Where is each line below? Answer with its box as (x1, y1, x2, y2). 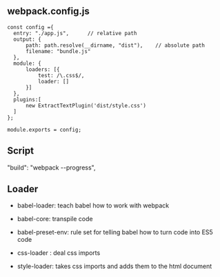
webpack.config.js (7, 6, 90, 17)
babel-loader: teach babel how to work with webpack (17, 201, 170, 209)
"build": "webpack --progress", (7, 163, 96, 172)
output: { (13, 36, 41, 43)
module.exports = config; (7, 126, 81, 133)
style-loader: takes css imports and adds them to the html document (17, 262, 212, 271)
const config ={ (7, 23, 54, 30)
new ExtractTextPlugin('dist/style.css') (25, 102, 147, 109)
